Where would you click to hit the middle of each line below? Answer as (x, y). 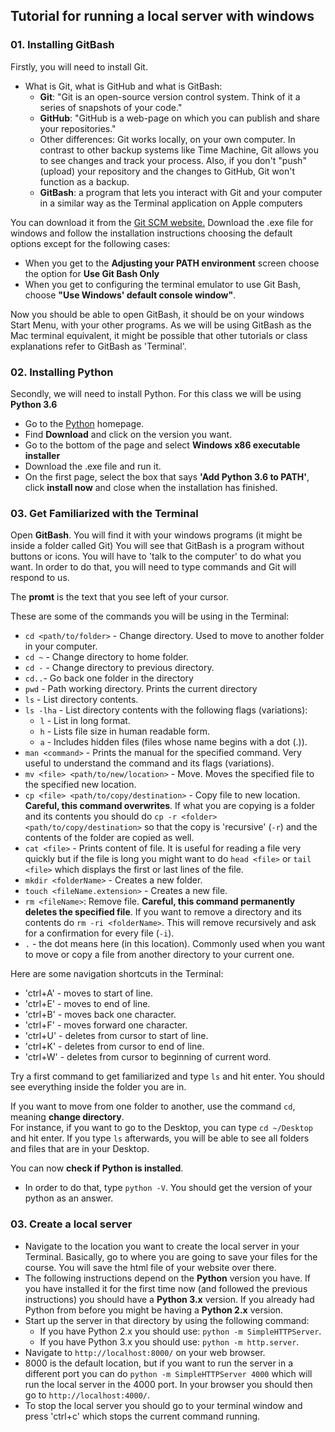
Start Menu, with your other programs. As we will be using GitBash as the (161, 325)
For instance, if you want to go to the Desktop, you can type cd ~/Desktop (161, 1128)
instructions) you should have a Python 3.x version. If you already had (169, 1299)
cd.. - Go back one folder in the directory (109, 678)
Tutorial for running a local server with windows (162, 16)
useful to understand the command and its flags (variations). (149, 763)
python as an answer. (69, 1198)
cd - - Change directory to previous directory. (119, 668)
